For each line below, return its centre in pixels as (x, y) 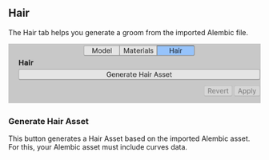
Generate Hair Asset (49, 121)
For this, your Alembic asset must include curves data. (98, 146)
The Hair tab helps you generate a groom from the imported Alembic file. (128, 32)
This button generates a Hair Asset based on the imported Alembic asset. (129, 138)
